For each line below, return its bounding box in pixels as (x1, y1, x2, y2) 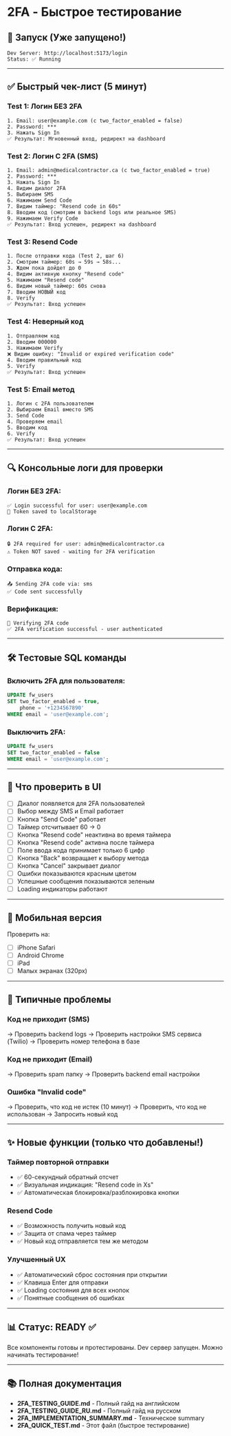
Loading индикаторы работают (16, 885, 108, 893)
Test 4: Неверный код (7, 317, 84, 326)
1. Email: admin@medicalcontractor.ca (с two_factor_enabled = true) (7, 167, 211, 174)
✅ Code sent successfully (7, 588, 82, 596)
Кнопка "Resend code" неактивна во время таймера (16, 831, 172, 839)
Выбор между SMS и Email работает (16, 807, 124, 815)
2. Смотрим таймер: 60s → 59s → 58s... (7, 259, 122, 266)
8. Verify (7, 295, 36, 302)
